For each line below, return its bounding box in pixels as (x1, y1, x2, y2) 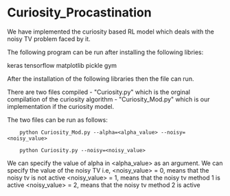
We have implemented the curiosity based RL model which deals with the (7, 27, 214, 36)
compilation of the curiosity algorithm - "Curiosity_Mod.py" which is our (7, 95, 211, 103)
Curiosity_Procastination (7, 5, 152, 21)
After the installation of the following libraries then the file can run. (7, 74, 194, 83)
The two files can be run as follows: (7, 115, 108, 124)
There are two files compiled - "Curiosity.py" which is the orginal (7, 88, 191, 96)
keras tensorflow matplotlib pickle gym (7, 61, 117, 69)
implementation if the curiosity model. (7, 102, 115, 110)
